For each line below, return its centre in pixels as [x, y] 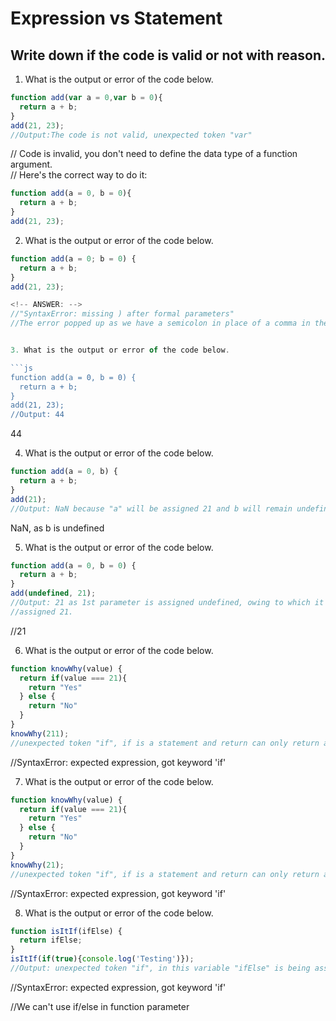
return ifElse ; [51, 940]
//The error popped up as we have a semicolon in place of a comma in [160, 323]
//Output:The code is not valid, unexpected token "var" [131, 135]
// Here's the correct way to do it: [79, 175]
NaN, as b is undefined [57, 528]
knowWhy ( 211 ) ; [40, 733]
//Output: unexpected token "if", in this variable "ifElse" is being [160, 968]
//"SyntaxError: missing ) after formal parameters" [122, 314]
